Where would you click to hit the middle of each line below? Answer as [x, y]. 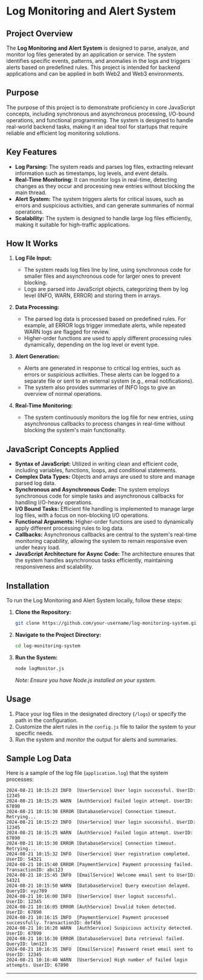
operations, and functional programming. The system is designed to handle [100, 120]
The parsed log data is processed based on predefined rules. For [105, 319]
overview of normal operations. [63, 394]
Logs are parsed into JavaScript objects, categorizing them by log [106, 289]
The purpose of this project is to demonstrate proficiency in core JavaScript [101, 107]
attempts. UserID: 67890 [37, 965]
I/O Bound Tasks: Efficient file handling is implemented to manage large [105, 509]
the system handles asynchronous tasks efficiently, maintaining [94, 561]
